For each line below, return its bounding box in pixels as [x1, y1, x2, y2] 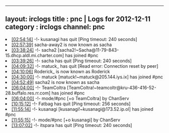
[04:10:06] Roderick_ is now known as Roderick [12, 68, 110, 74]
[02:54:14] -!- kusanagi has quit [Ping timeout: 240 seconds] [12, 36, 137, 42]
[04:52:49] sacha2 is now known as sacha [12, 79, 100, 85]
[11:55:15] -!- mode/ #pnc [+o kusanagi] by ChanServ [12, 117, 121, 123]
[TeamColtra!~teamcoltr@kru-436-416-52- [67, 84, 157, 91]
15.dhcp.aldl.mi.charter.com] [5, 52, 64, 58]
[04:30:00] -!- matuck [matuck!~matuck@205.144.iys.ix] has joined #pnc [12, 74, 163, 80]
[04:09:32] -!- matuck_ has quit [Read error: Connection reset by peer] [12, 63, 158, 69]
